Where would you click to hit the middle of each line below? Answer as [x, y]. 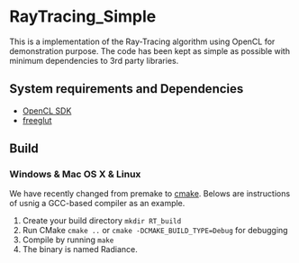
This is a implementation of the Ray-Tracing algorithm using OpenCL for [142, 41]
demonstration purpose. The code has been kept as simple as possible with [150, 50]
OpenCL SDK [47, 111]
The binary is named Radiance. [80, 249]
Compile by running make [68, 240]
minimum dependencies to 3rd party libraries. [94, 60]
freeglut [37, 120]
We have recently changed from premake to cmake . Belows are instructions [150, 194]
